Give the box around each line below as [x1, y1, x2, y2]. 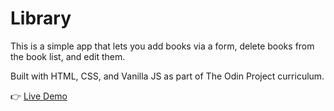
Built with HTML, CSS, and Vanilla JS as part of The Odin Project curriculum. [10, 70, 325, 82]
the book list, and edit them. [10, 50, 126, 62]
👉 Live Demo [10, 90, 68, 102]
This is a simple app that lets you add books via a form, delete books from [10, 40, 315, 52]
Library [10, 7, 72, 30]
